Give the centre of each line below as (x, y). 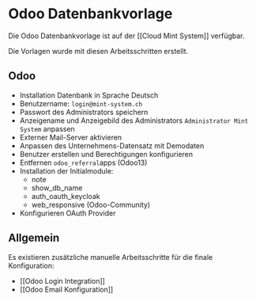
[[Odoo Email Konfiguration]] (66, 289)
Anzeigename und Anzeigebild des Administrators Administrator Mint (134, 120)
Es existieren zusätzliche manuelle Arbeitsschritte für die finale (111, 257)
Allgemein (34, 238)
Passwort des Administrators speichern (84, 112)
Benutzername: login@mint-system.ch (81, 103)
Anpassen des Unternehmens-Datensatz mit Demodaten (112, 145)
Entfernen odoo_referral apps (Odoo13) (83, 162)
